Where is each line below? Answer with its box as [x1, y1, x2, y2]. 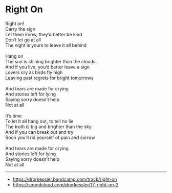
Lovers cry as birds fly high [5, 69, 63, 75]
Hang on [5, 53, 24, 59]
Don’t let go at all [5, 37, 41, 43]
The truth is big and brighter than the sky [5, 124, 92, 130]
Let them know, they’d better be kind [5, 31, 82, 37]
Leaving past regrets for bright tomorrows [5, 75, 94, 81]
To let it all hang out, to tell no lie [5, 118, 74, 124]
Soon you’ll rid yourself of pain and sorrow [5, 134, 95, 140]
